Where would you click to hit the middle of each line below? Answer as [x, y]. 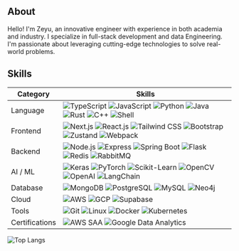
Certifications [34, 222]
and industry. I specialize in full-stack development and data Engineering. [115, 36]
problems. [40, 51]
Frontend [26, 131]
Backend [26, 151]
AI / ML [23, 171]
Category [33, 94]
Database [27, 188]
